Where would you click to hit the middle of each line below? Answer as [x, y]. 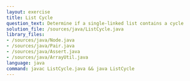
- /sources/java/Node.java [40, 40]
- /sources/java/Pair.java [40, 46]
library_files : [26, 35]
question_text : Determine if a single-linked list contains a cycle [95, 23]
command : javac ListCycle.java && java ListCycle [71, 69]
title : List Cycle [30, 18]
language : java [26, 63]
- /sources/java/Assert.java [43, 52]
